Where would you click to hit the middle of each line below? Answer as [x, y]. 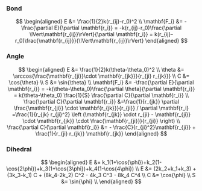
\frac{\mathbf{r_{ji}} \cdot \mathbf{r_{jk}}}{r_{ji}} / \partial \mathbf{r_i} [101, 108]
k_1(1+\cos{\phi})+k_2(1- [132, 162]
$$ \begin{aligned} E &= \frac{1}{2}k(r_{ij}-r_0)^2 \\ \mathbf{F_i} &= [99, 22]
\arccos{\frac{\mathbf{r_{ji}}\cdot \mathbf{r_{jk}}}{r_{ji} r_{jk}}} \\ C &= [101, 76]
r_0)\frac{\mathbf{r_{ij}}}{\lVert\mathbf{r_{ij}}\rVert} [79, 41]
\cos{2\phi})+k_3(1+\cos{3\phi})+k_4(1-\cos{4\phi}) [70, 168]
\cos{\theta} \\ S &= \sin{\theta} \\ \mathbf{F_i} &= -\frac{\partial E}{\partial [101, 82]
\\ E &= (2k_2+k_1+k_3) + [166, 168]
